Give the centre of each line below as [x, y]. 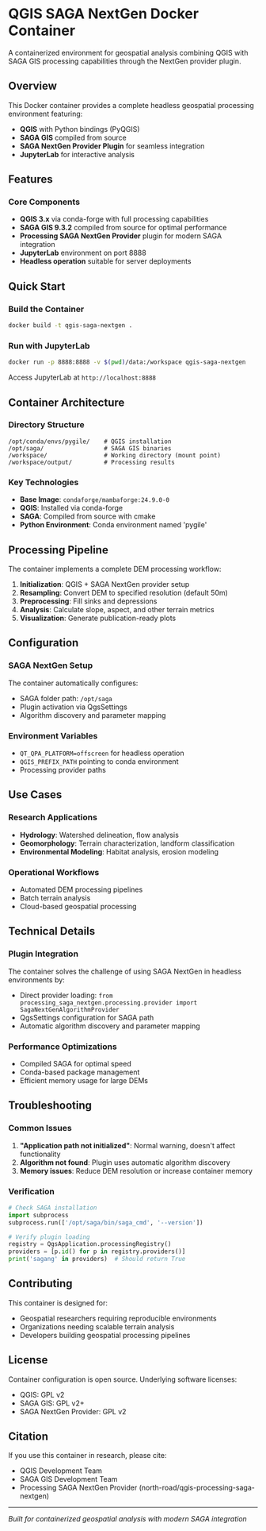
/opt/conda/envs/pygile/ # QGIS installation [90, 442]
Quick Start [37, 286]
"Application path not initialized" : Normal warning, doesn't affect [127, 1145]
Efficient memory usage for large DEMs [84, 1080]
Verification [32, 1191]
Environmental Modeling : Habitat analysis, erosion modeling [119, 851]
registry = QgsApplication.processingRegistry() [90, 1244]
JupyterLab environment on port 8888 [83, 253]
